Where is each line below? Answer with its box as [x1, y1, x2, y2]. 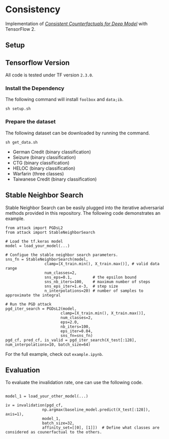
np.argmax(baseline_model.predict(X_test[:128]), [42, 407, 151, 412]
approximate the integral [5, 292, 61, 298]
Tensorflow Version [5, 58, 70, 67]
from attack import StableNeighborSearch [5, 230, 96, 235]
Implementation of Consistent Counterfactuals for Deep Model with [5, 21, 148, 27]
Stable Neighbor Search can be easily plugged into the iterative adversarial [5, 204, 164, 211]
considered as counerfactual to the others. [5, 430, 102, 435]
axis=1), [5, 412, 24, 417]
